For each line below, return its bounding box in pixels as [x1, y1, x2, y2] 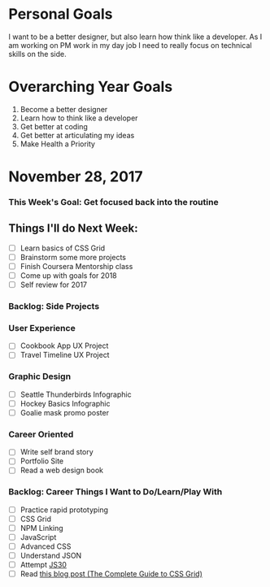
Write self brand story [20, 447, 94, 457]
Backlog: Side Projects [8, 301, 100, 312]
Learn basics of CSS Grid [20, 243, 106, 253]
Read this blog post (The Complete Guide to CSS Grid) [20, 569, 203, 579]
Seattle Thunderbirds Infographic [20, 389, 132, 399]
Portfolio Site [20, 456, 64, 466]
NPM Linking [20, 523, 63, 533]
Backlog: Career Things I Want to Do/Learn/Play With [8, 486, 223, 498]
